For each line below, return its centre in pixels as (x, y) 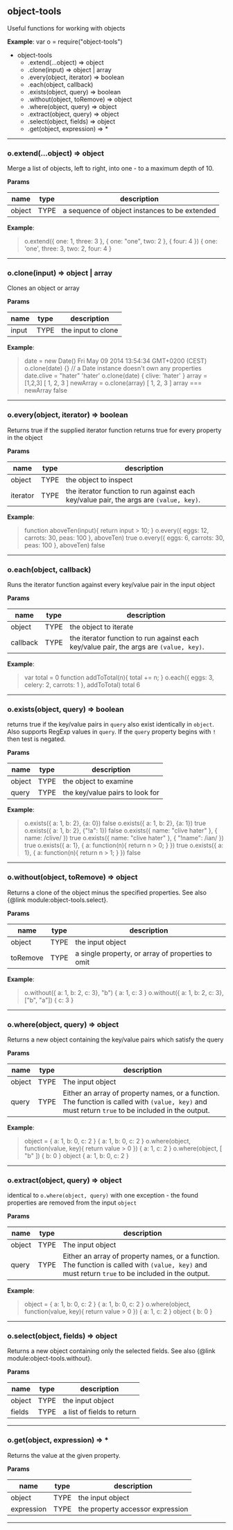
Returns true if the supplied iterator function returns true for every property (114, 430)
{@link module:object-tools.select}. (58, 900)
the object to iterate (102, 627)
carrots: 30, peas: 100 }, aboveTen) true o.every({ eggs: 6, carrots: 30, (124, 538)
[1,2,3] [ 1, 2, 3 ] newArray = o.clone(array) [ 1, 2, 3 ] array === (113, 383)
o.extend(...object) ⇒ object (56, 153)
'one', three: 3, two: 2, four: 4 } (68, 248)
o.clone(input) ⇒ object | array (60, 273)
